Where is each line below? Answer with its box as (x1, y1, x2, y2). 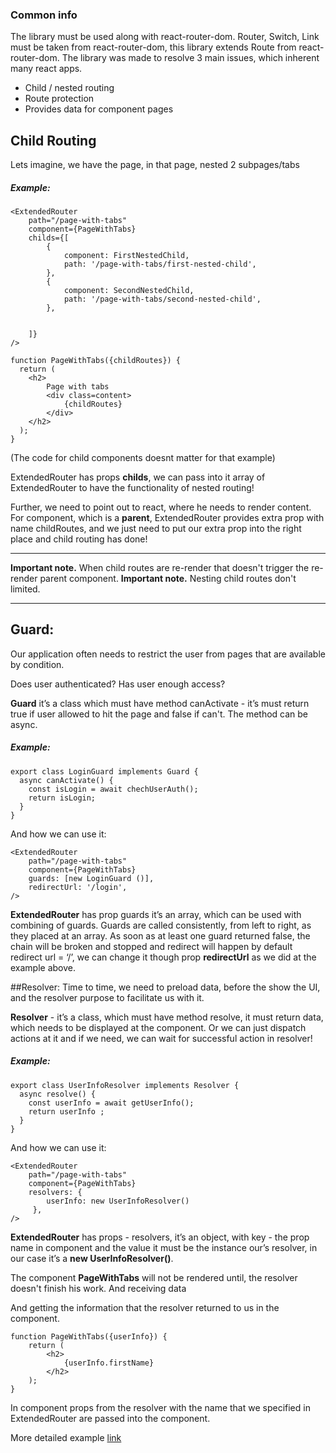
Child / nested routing (24, 82, 115, 94)
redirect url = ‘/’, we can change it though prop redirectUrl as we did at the (10, 951, 317, 963)
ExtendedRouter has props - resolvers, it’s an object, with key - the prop (10, 1231, 310, 1243)
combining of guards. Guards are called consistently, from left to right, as (10, 919, 312, 931)
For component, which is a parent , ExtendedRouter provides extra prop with (10, 512, 325, 524)
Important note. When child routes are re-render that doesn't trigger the (10, 562, 310, 574)
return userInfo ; (28, 1106, 105, 1117)
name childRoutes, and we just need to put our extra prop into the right (10, 523, 302, 535)
